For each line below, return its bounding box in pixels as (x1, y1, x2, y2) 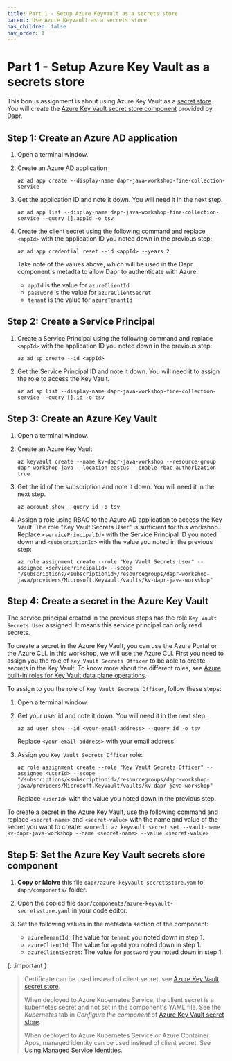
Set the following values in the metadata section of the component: (17, 920, 209, 928)
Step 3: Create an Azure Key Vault (7, 413, 157, 425)
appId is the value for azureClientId (27, 281, 130, 289)
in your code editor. (71, 906, 127, 915)
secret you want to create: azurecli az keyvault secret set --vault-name (7, 823, 220, 831)
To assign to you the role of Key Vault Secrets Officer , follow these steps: (7, 685, 222, 693)
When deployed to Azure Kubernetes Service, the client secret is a (24, 996, 215, 1004)
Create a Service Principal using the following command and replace (17, 334, 213, 342)
